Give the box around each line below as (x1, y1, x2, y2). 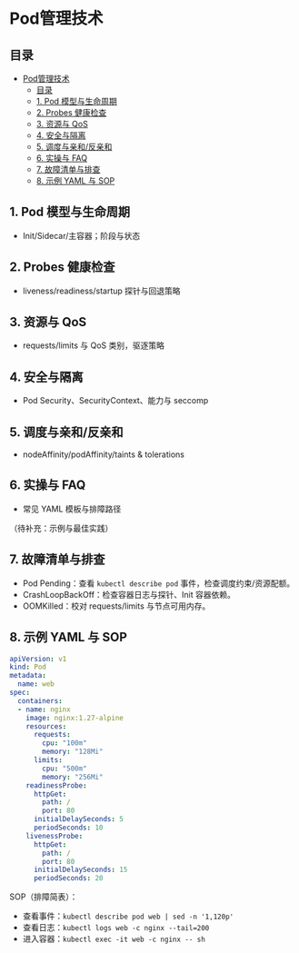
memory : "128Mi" (42, 747, 104, 757)
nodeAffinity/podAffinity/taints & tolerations (22, 449, 184, 460)
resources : (25, 721, 67, 731)
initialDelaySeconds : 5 (33, 815, 125, 824)
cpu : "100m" (42, 739, 88, 748)
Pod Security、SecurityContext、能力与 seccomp (22, 395, 209, 406)
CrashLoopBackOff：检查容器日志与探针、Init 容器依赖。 (22, 589, 236, 600)
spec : (9, 688, 30, 697)
